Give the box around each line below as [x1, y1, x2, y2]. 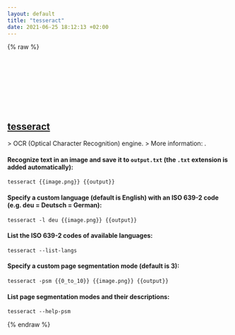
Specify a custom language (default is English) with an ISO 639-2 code [7, 193, 219, 202]
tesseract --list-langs [7, 247, 78, 254]
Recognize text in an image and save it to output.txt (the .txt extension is [7, 155, 228, 164]
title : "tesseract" [7, 17, 65, 24]
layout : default [7, 10, 55, 18]
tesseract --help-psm [7, 308, 71, 315]
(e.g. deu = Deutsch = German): [7, 200, 102, 209]
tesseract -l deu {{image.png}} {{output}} [7, 217, 138, 224]
